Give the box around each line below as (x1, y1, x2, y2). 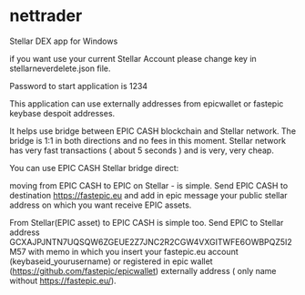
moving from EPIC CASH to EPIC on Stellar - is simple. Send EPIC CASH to (9, 179, 289, 191)
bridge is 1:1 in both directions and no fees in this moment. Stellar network (9, 135, 287, 146)
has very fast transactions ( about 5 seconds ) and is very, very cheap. (9, 145, 275, 156)
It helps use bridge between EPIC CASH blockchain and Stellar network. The (9, 125, 297, 137)
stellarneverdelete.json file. (9, 63, 111, 74)
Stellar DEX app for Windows (9, 36, 118, 46)
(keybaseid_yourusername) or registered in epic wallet (9, 256, 213, 267)
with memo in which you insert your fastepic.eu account (27, 246, 239, 257)
